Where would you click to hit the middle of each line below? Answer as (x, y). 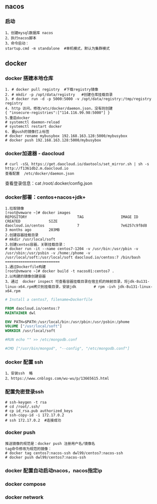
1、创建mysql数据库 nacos (29, 33)
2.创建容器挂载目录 (22, 235)
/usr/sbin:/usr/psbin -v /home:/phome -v (48, 253)
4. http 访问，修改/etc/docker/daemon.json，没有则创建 (59, 109)
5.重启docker (18, 118)
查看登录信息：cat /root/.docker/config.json (49, 183)
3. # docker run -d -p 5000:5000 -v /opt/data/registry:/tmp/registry (78, 99)
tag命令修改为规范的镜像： (29, 449)
